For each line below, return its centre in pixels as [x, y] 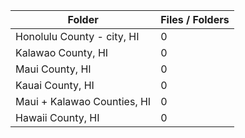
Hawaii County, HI [57, 117]
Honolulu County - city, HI [77, 36]
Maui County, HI [53, 69]
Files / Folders [195, 19]
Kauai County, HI [55, 85]
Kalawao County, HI [62, 52]
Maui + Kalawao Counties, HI [83, 101]
